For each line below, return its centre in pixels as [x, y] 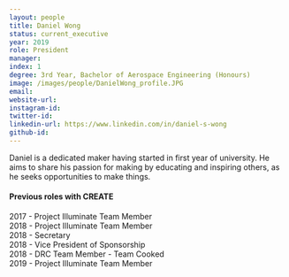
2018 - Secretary [40, 235]
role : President [39, 50]
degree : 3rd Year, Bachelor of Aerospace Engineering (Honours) [130, 75]
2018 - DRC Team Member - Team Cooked [87, 254]
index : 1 [25, 67]
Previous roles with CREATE [61, 196]
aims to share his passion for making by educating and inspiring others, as [144, 167]
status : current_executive [59, 34]
